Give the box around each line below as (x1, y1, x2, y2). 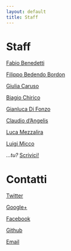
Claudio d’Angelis (6, 117, 49, 124)
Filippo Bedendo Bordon (6, 71, 65, 78)
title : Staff (6, 14, 38, 20)
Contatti (6, 172, 47, 186)
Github (6, 227, 22, 234)
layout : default (6, 8, 46, 15)
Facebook (6, 215, 31, 222)
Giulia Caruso (6, 83, 40, 90)
